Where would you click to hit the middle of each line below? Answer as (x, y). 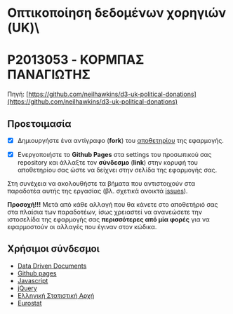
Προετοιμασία (39, 124)
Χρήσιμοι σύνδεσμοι (53, 249)
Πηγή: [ (18, 94)
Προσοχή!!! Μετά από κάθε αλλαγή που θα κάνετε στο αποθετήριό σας (113, 205)
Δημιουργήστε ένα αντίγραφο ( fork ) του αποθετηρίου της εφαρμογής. (121, 140)
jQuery (27, 288)
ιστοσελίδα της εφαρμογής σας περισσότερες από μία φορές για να (109, 219)
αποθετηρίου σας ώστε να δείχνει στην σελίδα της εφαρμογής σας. (117, 170)
